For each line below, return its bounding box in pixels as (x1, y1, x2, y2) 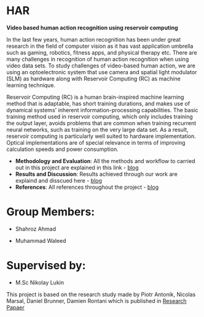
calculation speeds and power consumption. (6, 145, 119, 153)
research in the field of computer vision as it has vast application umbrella (6, 42, 194, 50)
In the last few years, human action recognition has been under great (6, 36, 181, 43)
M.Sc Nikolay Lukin (15, 278, 65, 286)
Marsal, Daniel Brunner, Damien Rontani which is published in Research (6, 297, 187, 304)
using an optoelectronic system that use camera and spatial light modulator (6, 68, 197, 75)
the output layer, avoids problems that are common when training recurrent (6, 119, 197, 126)
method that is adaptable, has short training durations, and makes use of (6, 99, 190, 107)
